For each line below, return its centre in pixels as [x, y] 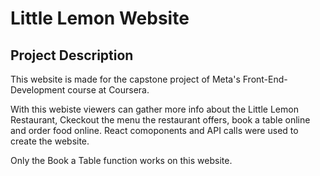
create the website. [50, 141]
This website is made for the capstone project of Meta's [125, 79]
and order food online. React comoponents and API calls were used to [154, 130]
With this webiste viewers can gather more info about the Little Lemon [154, 109]
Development [38, 90]
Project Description [72, 55]
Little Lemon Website [100, 18]
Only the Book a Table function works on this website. [121, 160]
